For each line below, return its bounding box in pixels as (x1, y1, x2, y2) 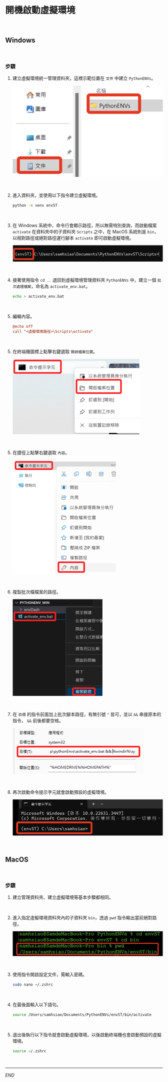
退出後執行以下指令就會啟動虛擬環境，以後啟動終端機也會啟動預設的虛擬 (12, 1032, 161, 1038)
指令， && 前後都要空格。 (12, 717, 63, 724)
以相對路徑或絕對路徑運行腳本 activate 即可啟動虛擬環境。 (12, 235, 134, 241)
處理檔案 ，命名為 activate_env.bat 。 (16, 283, 90, 289)
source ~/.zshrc (12, 1049, 46, 1054)
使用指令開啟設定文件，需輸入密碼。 (12, 972, 87, 978)
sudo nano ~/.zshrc (12, 982, 53, 987)
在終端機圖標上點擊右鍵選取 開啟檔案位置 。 (12, 348, 98, 354)
